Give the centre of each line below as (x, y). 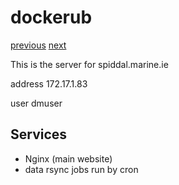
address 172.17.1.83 (49, 83)
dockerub (51, 17)
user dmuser (36, 103)
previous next (38, 45)
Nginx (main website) (68, 158)
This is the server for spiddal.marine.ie (89, 64)
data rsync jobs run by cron (81, 169)
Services (39, 134)
